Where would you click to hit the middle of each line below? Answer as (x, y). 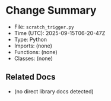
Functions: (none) (36, 52)
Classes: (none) (33, 58)
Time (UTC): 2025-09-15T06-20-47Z (60, 33)
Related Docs (31, 77)
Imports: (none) (33, 46)
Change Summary (51, 10)
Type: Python (31, 39)
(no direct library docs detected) (54, 91)
